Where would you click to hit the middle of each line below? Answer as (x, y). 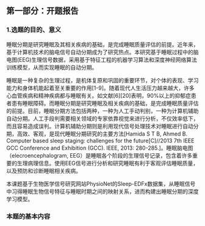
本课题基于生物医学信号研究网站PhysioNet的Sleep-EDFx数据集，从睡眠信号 (101, 184)
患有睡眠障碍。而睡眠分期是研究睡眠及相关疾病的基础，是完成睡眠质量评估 (105, 103)
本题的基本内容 (28, 216)
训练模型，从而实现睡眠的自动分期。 (52, 67)
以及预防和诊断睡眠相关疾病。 (44, 170)
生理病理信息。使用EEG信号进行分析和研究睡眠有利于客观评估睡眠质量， (108, 163)
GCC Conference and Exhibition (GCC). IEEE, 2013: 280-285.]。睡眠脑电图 (100, 148)
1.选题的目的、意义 (34, 30)
